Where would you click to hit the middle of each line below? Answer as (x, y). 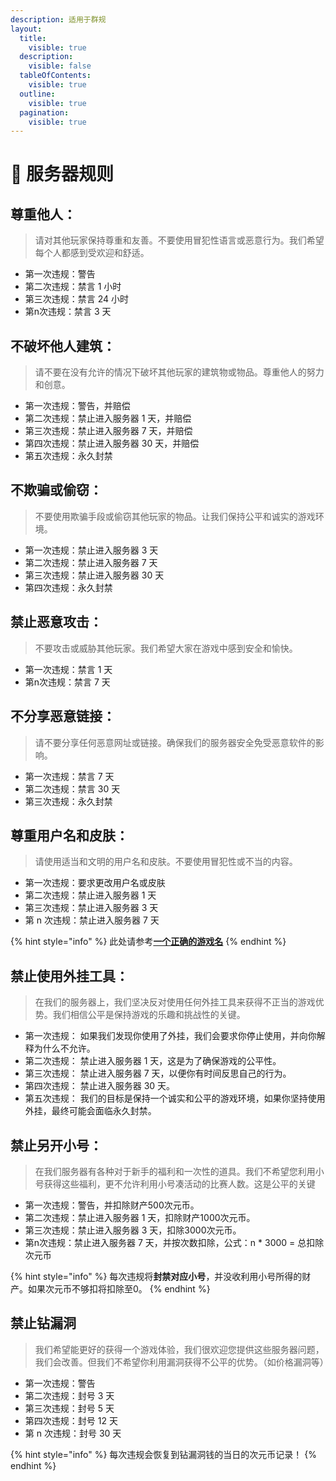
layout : (26, 29)
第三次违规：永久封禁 (68, 801)
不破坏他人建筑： (63, 346)
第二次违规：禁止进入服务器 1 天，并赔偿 (108, 418)
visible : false (60, 66)
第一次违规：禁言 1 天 (68, 669)
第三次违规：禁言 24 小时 (77, 299)
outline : (37, 94)
